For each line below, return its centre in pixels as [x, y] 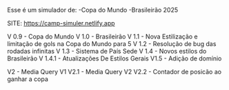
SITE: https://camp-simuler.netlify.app [61, 23]
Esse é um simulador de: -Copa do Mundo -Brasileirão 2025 [93, 10]
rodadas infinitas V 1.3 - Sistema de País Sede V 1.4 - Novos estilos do [107, 51]
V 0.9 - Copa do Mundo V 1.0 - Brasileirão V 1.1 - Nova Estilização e [102, 36]
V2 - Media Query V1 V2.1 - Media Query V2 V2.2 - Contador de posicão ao [114, 72]
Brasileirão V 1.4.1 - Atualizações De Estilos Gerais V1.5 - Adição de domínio [114, 58]
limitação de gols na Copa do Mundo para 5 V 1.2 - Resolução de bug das [112, 44]
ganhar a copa [28, 79]
